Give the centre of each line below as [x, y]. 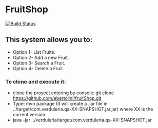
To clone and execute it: [36, 81]
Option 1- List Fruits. [34, 52]
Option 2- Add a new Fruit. [41, 57]
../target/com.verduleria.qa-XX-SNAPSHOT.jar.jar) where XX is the [83, 109]
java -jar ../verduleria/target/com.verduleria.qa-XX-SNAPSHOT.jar [82, 120]
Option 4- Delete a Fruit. [38, 68]
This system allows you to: [49, 40]
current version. [30, 115]
